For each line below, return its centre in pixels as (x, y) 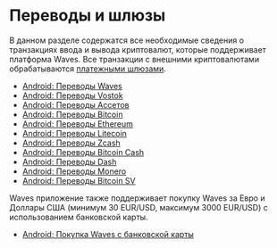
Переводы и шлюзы (88, 16)
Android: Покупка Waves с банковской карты (108, 234)
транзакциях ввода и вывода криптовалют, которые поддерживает (138, 49)
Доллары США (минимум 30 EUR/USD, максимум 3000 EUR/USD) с (138, 207)
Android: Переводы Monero (74, 171)
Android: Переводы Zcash (71, 143)
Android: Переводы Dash (69, 161)
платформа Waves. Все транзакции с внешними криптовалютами (134, 59)
